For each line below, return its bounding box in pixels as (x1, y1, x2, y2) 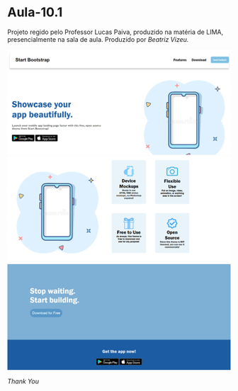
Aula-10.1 (7, 4, 63, 21)
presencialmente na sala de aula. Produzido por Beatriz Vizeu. (7, 35, 189, 43)
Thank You (7, 377, 39, 385)
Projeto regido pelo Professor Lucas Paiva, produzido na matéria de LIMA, (7, 28, 224, 36)
